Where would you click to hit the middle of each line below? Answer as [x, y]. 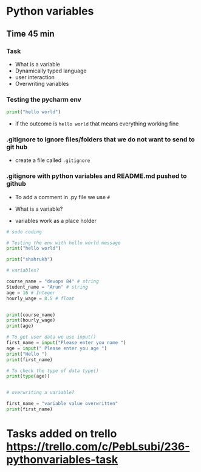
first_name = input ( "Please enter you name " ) [66, 343]
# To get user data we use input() [51, 337]
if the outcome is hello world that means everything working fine [97, 124]
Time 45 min [30, 34]
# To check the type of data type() [53, 371]
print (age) [20, 326]
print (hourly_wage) [31, 320]
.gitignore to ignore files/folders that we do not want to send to [101, 139]
